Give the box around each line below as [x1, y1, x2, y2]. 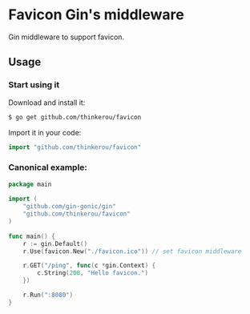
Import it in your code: [8, 127, 82, 137]
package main [8, 180, 52, 188]
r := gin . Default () [22, 240, 88, 248]
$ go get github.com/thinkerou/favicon [8, 113, 142, 121]
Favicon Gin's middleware [8, 6, 184, 24]
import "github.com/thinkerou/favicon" [8, 143, 142, 151]
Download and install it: [8, 98, 86, 107]
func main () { [8, 232, 56, 240]
